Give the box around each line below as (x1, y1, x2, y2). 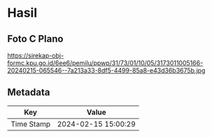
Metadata (7, 86, 50, 99)
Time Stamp (10, 119, 51, 129)
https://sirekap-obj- (7, 51, 64, 60)
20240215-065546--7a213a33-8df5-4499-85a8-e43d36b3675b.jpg (7, 67, 206, 74)
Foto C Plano (7, 33, 64, 45)
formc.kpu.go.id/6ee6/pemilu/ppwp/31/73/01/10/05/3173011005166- (7, 59, 204, 67)
